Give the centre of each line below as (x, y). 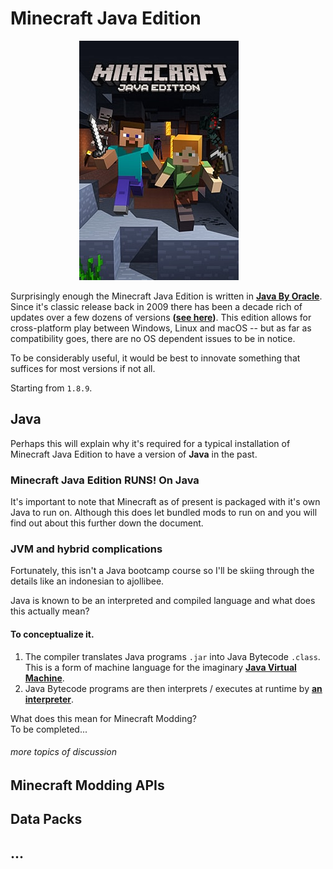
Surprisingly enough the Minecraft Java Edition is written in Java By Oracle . (166, 296)
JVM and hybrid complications (86, 549)
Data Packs (46, 819)
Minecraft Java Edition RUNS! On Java (105, 480)
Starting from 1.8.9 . (51, 388)
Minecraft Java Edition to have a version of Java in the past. (134, 454)
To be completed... (49, 729)
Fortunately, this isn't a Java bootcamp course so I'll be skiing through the (162, 571)
